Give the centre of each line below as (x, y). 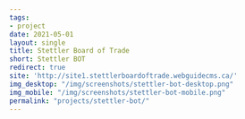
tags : (19, 17)
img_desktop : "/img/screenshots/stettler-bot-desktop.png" (122, 84)
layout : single (38, 42)
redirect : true (38, 68)
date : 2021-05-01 (42, 34)
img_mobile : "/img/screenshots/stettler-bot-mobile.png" (118, 92)
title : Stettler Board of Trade (69, 51)
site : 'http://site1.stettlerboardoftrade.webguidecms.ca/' (124, 76)
